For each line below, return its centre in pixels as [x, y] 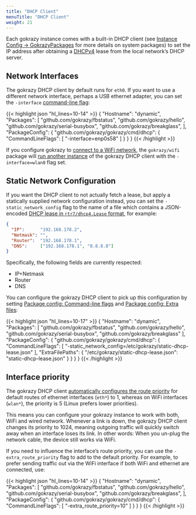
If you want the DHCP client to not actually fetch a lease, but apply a [88, 195]
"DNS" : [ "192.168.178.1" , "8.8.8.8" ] [63, 246]
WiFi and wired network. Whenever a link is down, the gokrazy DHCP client [97, 421]
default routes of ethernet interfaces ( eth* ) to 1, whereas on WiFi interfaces [97, 398]
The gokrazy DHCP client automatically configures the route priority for [92, 391]
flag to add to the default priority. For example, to [119, 457]
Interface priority [38, 377]
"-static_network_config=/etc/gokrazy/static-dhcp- [127, 346]
